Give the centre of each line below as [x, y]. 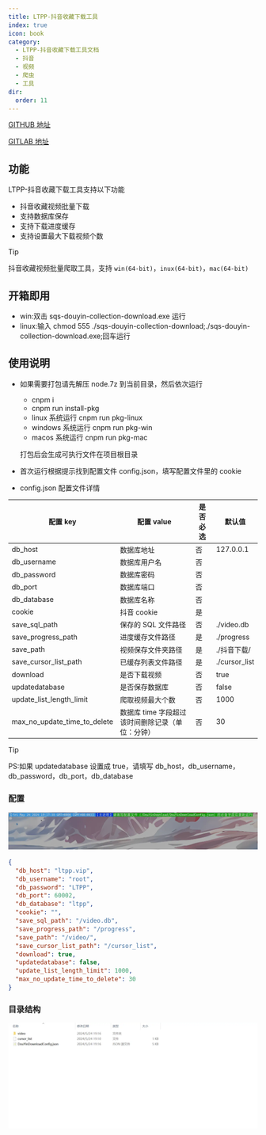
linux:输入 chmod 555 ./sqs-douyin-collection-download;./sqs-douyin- [135, 326]
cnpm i [43, 399]
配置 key [63, 522]
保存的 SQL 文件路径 [153, 625]
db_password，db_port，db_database [71, 776]
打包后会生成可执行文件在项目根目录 [79, 454]
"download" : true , [46, 954]
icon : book [26, 33]
